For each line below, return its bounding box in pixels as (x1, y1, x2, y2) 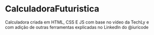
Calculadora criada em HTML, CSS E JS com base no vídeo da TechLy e (5, 19, 149, 25)
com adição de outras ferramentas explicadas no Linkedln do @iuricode (5, 24, 149, 30)
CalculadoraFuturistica (5, 3, 99, 14)
